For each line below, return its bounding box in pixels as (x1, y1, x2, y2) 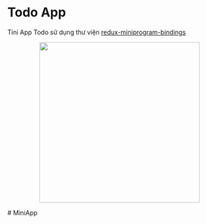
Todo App (7, 4, 66, 21)
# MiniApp (7, 208, 38, 217)
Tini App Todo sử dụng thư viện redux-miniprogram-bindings (7, 28, 186, 36)
